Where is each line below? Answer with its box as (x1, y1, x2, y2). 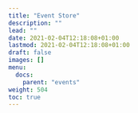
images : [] (8, 56, 45, 64)
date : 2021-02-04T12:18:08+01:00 (8, 33, 120, 42)
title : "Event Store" (8, 11, 81, 20)
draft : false (8, 49, 52, 56)
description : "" (8, 19, 62, 27)
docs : (15, 71, 34, 79)
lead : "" (8, 26, 37, 34)
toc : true (8, 93, 41, 101)
